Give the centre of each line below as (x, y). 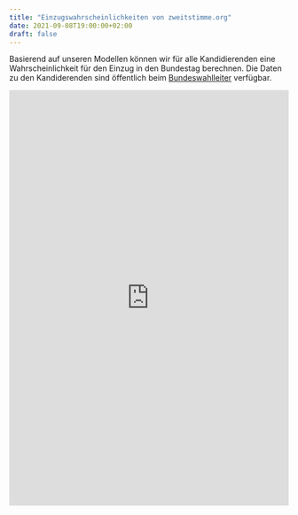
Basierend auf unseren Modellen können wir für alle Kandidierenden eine (142, 59)
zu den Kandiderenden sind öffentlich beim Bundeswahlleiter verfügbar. (141, 78)
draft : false (33, 34)
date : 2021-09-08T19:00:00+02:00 (71, 26)
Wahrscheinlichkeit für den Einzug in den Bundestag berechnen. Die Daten (145, 68)
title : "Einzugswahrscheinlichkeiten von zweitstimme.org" (121, 17)
